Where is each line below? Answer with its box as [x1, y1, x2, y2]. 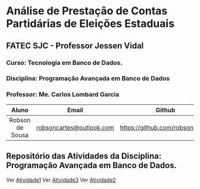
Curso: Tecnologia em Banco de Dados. [6, 58, 123, 67]
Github [155, 106, 176, 114]
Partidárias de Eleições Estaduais [6, 17, 174, 30]
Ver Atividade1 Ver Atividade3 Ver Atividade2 [6, 176, 116, 183]
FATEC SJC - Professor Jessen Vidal [6, 41, 144, 51]
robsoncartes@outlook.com [36, 123, 114, 132]
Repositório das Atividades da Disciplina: [6, 151, 162, 162]
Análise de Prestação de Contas [6, 4, 168, 18]
